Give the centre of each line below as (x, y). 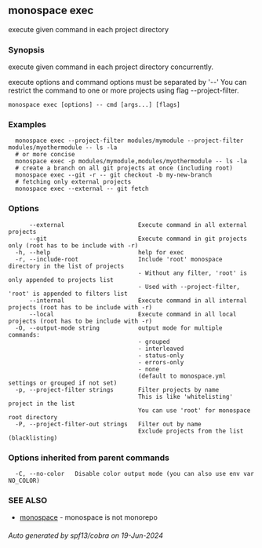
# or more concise (45, 155)
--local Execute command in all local (133, 314)
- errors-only (161, 362)
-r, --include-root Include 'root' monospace (119, 259)
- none (148, 369)
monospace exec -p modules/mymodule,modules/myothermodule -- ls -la (131, 162)
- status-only (161, 355)
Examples (27, 125)
